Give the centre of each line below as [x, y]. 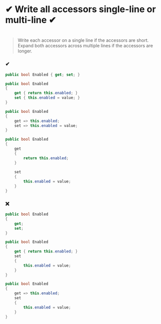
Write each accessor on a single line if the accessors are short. [83, 40]
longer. [25, 51]
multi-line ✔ [31, 20]
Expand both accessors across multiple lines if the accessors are [85, 46]
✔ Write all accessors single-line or [81, 9]
